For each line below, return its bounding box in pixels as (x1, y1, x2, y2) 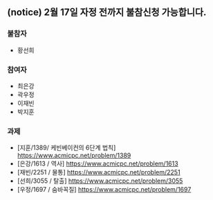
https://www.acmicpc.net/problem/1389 (17, 151, 131, 160)
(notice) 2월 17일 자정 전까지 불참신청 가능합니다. (7, 6, 207, 19)
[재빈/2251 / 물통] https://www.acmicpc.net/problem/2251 (17, 168, 181, 177)
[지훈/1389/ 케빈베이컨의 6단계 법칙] (17, 143, 116, 152)
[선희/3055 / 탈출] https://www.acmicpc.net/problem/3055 (17, 177, 183, 185)
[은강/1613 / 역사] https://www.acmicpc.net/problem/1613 (17, 159, 178, 168)
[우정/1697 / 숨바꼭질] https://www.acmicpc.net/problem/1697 (17, 186, 192, 194)
